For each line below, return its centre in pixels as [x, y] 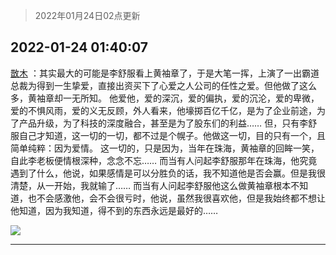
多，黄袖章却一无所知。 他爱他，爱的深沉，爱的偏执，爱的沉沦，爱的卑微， [165, 98]
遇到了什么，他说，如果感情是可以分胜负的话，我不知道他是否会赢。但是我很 [168, 173]
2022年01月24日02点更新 [87, 15]
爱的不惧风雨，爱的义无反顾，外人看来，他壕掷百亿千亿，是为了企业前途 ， [163, 110]
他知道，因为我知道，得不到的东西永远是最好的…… [114, 210]
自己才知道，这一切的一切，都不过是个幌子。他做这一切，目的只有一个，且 [172, 135]
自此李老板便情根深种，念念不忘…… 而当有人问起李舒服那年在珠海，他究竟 [164, 160]
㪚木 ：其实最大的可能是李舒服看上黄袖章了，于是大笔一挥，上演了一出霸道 [165, 73]
